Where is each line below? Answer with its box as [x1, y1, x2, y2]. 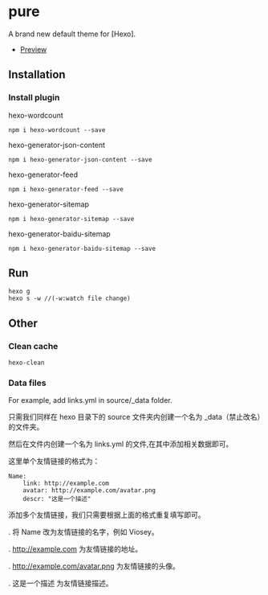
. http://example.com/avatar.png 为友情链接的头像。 [8, 561, 181, 571]
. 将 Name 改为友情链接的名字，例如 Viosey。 [8, 527, 159, 537]
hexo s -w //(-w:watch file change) [8, 294, 131, 303]
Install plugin [8, 92, 60, 103]
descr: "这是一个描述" [22, 495, 91, 503]
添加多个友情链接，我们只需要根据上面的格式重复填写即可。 [8, 510, 205, 520]
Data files [8, 377, 47, 388]
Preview [19, 44, 47, 54]
